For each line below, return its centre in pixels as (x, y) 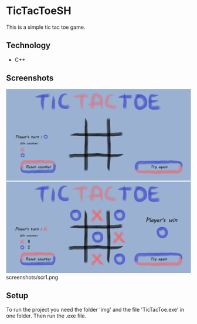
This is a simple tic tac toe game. (46, 27)
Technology (28, 45)
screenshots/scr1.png (32, 277)
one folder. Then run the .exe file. (46, 316)
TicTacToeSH (39, 11)
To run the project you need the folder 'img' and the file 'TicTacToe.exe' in (95, 310)
